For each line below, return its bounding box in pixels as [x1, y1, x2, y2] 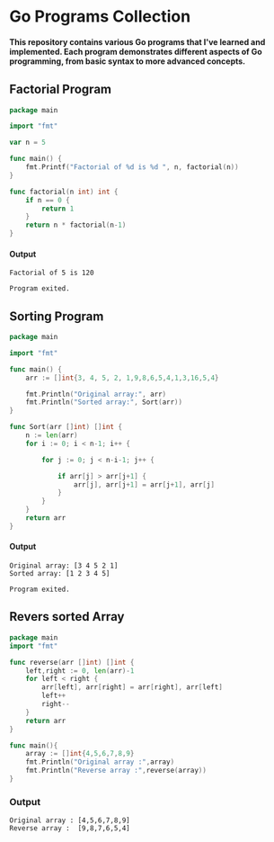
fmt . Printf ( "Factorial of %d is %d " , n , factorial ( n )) [25, 163, 240, 172]
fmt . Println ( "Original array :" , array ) [25, 757, 175, 766]
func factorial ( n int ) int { [9, 187, 119, 196]
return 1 [41, 204, 75, 213]
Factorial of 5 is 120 [9, 268, 94, 278]
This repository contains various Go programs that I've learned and [9, 36, 266, 47]
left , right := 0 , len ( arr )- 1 [25, 666, 135, 676]
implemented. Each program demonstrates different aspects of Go [9, 46, 262, 57]
